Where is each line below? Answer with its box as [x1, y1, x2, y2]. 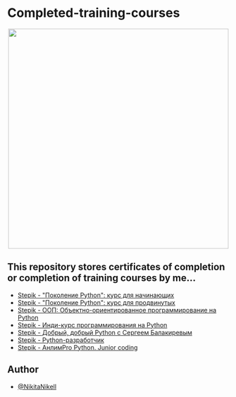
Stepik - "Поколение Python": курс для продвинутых [17, 298, 176, 307]
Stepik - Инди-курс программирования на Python [17, 320, 168, 329]
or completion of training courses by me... [7, 272, 196, 284]
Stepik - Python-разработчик [17, 336, 104, 344]
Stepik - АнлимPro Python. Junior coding [17, 343, 138, 351]
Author [7, 364, 39, 376]
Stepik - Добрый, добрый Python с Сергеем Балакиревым [17, 328, 192, 336]
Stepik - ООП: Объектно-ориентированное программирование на [17, 305, 217, 314]
